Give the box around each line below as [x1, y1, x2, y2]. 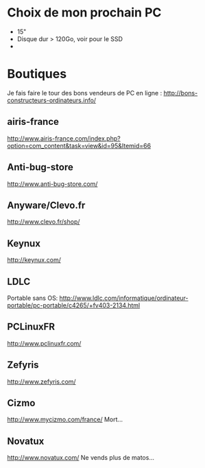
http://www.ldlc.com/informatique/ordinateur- [59, 294, 189, 302]
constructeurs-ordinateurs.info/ [7, 96, 97, 104]
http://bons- [163, 89, 198, 97]
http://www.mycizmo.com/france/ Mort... [7, 415, 123, 423]
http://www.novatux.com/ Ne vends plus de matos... [7, 454, 155, 462]
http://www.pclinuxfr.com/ [7, 339, 82, 347]
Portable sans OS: [7, 294, 58, 302]
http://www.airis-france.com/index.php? [7, 134, 121, 142]
